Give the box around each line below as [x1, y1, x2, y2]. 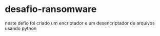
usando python [5, 25, 37, 31]
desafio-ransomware [5, 3, 97, 15]
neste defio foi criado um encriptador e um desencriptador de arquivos [5, 20, 155, 26]
